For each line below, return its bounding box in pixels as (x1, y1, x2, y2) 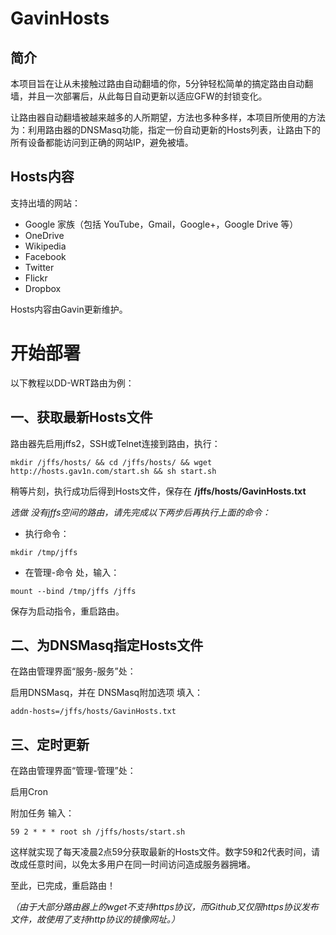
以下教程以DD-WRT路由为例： (10, 377, 135, 389)
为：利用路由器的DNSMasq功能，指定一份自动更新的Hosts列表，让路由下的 (10, 124, 322, 136)
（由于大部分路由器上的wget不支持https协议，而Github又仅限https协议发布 (10, 901, 319, 913)
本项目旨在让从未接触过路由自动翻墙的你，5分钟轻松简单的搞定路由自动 (10, 78, 305, 89)
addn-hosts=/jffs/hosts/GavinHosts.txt (10, 707, 177, 717)
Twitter (24, 261, 55, 273)
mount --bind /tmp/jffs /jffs (10, 586, 137, 596)
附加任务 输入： (10, 807, 75, 819)
